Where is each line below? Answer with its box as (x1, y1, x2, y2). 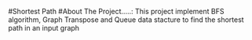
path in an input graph (8, 24, 80, 32)
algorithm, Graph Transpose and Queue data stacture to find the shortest (8, 15, 245, 24)
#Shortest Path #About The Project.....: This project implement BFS (8, 7, 225, 16)
